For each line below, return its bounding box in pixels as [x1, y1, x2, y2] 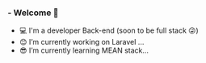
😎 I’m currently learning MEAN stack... [19, 45, 149, 55]
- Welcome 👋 [7, 7, 59, 18]
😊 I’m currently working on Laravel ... [19, 37, 145, 47]
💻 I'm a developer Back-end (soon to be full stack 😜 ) [19, 26, 199, 35]
